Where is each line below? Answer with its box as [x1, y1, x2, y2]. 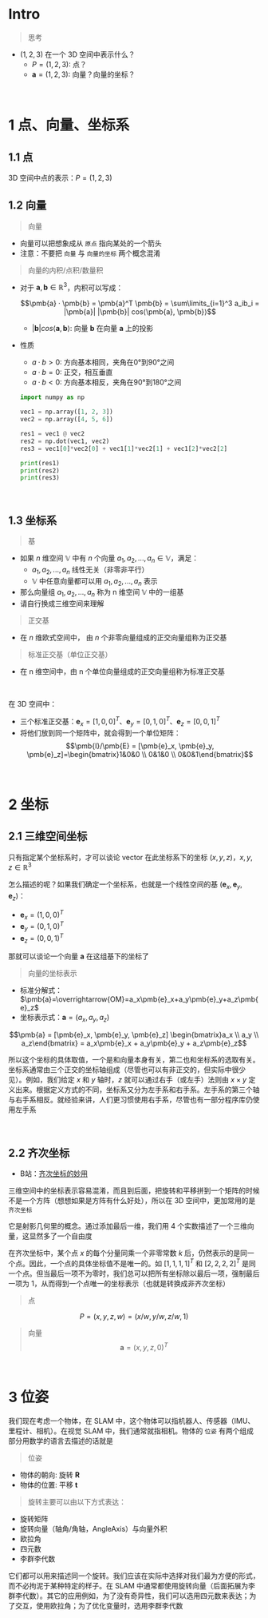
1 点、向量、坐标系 [8, 116, 130, 134]
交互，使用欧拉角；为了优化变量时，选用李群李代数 [14, 1601, 183, 1611]
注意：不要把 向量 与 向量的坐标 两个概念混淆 [19, 248, 161, 257]
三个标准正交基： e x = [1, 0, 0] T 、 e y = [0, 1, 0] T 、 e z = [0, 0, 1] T [19, 715, 221, 728]
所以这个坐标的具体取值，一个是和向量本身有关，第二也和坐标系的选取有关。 [8, 1055, 260, 1065]
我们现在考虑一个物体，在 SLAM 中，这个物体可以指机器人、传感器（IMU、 [8, 1417, 255, 1426]
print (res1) [19, 459, 60, 467]
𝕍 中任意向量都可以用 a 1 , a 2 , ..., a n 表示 [31, 576, 158, 588]
